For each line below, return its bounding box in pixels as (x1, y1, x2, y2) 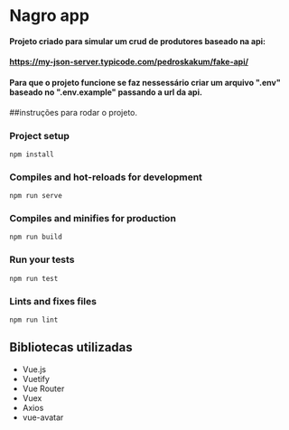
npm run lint (9, 315, 59, 325)
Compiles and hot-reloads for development (9, 171, 203, 183)
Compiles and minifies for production (9, 212, 176, 225)
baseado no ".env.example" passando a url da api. (9, 87, 203, 98)
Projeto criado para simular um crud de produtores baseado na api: (9, 35, 266, 46)
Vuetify (22, 373, 50, 384)
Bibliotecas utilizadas (9, 340, 133, 355)
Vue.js (22, 363, 47, 375)
